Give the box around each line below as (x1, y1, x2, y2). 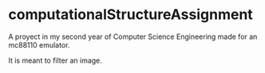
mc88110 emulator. (8, 40, 70, 49)
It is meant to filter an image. (8, 56, 102, 65)
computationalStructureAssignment (8, 6, 253, 24)
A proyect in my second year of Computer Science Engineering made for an (8, 32, 258, 41)
